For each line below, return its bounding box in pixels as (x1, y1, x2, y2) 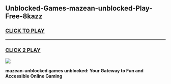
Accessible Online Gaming (5, 73, 63, 79)
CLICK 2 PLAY (5, 46, 41, 53)
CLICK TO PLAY (5, 27, 45, 35)
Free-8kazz (5, 12, 43, 21)
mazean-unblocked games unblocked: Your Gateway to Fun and (5, 67, 144, 73)
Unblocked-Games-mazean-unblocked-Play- (5, 4, 153, 13)
